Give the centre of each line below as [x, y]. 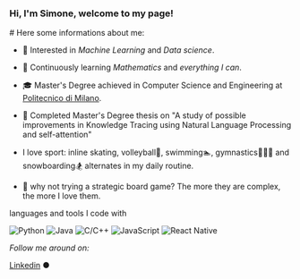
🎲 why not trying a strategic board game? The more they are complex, [151, 187]
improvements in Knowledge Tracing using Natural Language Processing [157, 125]
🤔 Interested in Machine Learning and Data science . [118, 50]
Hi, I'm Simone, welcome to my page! [92, 13]
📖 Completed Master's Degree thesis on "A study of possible [134, 115]
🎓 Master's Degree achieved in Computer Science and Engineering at [152, 85]
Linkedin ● [30, 266]
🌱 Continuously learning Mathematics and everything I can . [132, 68]
